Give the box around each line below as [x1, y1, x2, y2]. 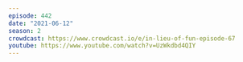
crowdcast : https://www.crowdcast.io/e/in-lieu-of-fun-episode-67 [8, 34, 236, 43]
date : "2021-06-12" [8, 19, 74, 27]
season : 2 [8, 27, 42, 35]
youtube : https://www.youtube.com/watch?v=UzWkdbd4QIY [8, 42, 196, 50]
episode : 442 [8, 11, 52, 20]
